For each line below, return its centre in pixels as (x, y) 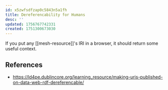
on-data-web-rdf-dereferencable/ (48, 82)
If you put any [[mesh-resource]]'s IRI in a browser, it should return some (82, 43)
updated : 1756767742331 (31, 24)
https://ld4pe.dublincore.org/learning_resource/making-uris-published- (88, 77)
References (24, 65)
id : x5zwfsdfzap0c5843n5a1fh (36, 10)
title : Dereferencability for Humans (45, 15)
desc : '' (15, 19)
